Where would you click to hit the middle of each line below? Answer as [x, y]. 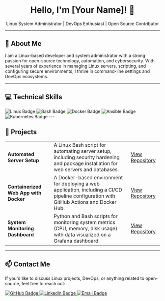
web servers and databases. [86, 170]
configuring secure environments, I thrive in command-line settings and [78, 71]
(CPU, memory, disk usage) [86, 229]
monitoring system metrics [84, 222]
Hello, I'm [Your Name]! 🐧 [82, 10]
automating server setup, [83, 151]
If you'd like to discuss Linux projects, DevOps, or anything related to [75, 278]
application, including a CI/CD [88, 190]
